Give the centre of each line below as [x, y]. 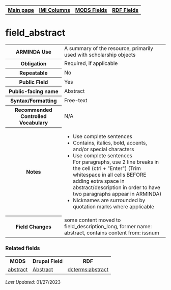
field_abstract [35, 33]
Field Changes [34, 227]
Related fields [23, 248]
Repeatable [34, 73]
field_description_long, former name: [108, 226]
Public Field [34, 82]
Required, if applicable [91, 63]
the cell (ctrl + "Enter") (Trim [107, 168]
